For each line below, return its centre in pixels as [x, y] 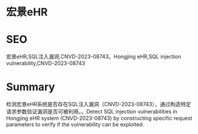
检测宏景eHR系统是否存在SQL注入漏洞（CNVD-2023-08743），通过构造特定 [98, 104]
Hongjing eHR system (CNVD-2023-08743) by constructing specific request [99, 118]
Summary [30, 87]
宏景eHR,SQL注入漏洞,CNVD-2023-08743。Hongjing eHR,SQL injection [94, 57]
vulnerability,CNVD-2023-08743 [46, 63]
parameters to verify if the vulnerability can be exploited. [75, 125]
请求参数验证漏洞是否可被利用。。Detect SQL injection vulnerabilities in [92, 112]
